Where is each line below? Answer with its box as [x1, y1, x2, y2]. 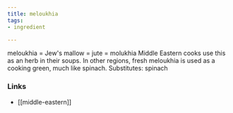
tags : [7, 17, 23, 24]
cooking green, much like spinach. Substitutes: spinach [7, 64, 168, 73]
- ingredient [7, 23, 46, 30]
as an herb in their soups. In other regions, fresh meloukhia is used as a [7, 56, 215, 65]
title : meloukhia [7, 10, 59, 18]
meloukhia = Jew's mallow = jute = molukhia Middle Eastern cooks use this [7, 49, 226, 57]
